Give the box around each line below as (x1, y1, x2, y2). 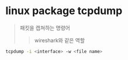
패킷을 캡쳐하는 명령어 (19, 24, 71, 31)
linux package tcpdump (5, 4, 123, 18)
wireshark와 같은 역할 (34, 36, 85, 44)
